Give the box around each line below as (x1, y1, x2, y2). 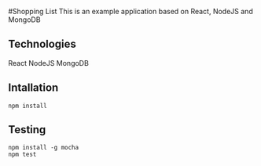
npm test (8, 150, 37, 159)
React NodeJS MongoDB (8, 58, 89, 67)
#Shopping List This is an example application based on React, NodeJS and (8, 7, 253, 16)
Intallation (8, 81, 59, 95)
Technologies (8, 38, 77, 51)
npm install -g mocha (8, 144, 79, 152)
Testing (8, 123, 46, 136)
